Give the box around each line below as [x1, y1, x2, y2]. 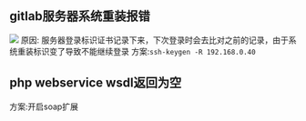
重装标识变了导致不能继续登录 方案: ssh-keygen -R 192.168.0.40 [16, 45, 257, 56]
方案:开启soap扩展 [9, 101, 79, 112]
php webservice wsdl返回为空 [9, 76, 182, 91]
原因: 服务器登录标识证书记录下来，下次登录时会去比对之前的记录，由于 [20, 35, 289, 45]
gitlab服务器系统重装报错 [9, 8, 150, 25]
